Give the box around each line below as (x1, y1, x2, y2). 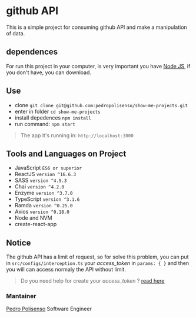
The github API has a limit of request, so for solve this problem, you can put (6, 253, 190, 260)
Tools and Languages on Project (6, 148, 127, 158)
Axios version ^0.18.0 (14, 208, 69, 216)
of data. (6, 29, 25, 37)
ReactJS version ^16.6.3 (14, 171, 77, 178)
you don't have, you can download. (6, 69, 92, 76)
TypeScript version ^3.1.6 (14, 196, 80, 203)
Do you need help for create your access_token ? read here (20, 277, 165, 284)
